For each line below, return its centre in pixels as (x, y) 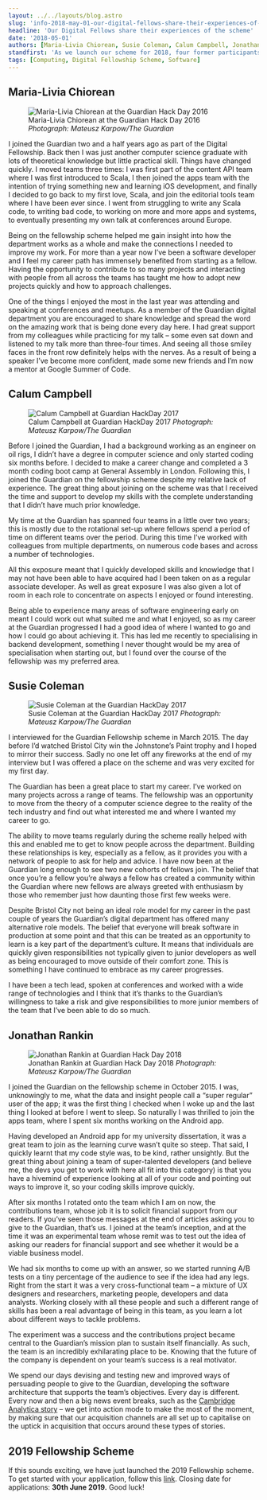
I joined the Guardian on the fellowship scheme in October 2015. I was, (124, 1087)
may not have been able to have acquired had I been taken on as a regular (130, 578)
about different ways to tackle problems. (74, 1319)
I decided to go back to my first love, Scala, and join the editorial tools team (132, 194)
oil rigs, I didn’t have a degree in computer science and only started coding (131, 454)
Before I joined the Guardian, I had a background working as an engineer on (132, 446)
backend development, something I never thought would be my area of (124, 644)
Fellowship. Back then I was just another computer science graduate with (128, 152)
